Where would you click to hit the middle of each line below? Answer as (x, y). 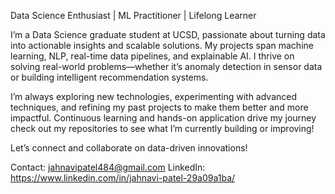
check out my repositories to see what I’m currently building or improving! (162, 128)
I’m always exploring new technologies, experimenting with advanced (154, 96)
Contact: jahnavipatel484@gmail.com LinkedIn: (108, 167)
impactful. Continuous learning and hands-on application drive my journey (163, 118)
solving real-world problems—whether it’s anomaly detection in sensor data (166, 66)
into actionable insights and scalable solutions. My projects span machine (162, 45)
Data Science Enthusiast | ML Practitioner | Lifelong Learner (133, 15)
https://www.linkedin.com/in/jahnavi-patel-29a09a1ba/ (123, 178)
